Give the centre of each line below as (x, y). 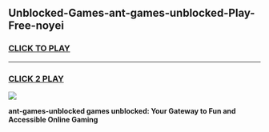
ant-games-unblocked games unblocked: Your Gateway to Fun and (122, 110)
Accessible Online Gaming (53, 119)
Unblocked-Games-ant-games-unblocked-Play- (132, 13)
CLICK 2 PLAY (36, 78)
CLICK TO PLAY (39, 49)
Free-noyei (36, 26)
